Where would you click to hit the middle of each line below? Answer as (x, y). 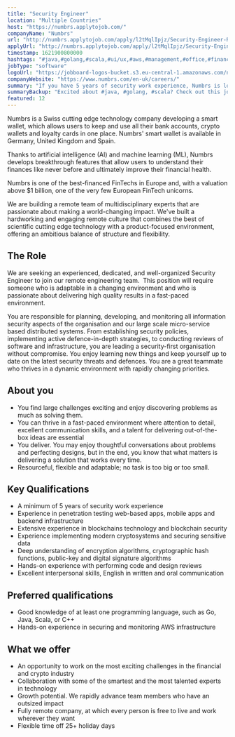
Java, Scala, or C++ (46, 620)
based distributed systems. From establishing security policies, (98, 331)
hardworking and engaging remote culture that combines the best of (106, 219)
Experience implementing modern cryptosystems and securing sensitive (122, 536)
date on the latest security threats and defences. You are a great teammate (115, 361)
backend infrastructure (50, 521)
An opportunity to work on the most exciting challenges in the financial (119, 666)
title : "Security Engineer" (48, 14)
